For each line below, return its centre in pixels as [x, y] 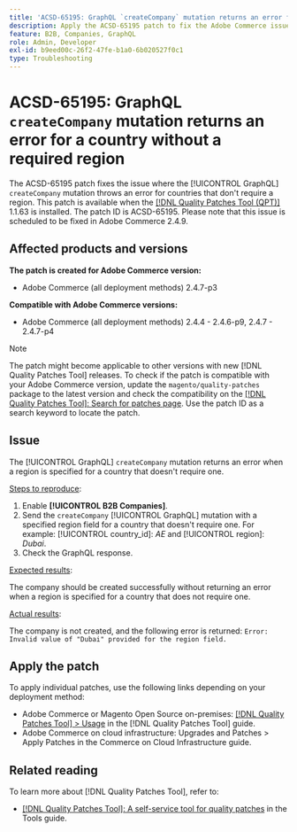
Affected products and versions [99, 249]
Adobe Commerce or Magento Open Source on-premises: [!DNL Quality [153, 714]
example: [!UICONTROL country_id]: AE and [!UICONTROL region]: [143, 533]
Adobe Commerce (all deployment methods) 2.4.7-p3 [120, 287]
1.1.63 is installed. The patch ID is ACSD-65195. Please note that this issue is [147, 211]
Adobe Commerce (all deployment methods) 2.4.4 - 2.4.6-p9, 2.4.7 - [147, 322]
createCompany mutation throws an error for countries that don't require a [141, 192]
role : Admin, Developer [53, 42]
